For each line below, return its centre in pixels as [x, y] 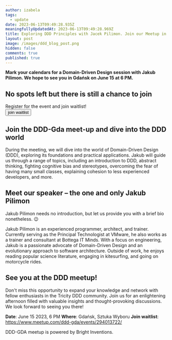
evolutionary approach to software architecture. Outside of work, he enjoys [85, 251]
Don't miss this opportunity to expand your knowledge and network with [82, 290]
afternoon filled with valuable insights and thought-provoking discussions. [84, 301]
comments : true [22, 53]
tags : [11, 15]
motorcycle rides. [24, 261]
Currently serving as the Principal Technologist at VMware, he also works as [86, 234]
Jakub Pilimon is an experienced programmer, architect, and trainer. [77, 229]
